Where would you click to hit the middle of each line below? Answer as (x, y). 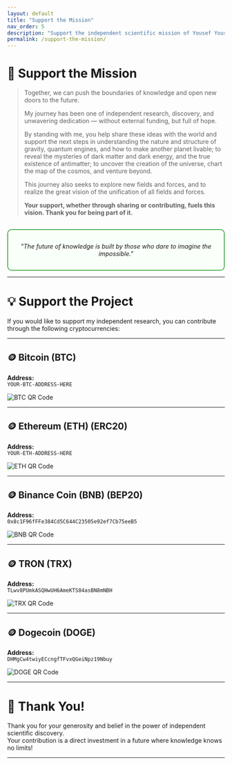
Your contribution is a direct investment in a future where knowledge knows (115, 740)
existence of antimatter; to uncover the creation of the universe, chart (123, 164)
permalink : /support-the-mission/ (57, 39)
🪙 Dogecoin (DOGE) (51, 632)
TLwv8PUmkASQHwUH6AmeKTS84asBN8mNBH (60, 591)
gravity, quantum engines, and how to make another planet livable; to (122, 149)
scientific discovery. (36, 733)
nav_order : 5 (26, 26)
